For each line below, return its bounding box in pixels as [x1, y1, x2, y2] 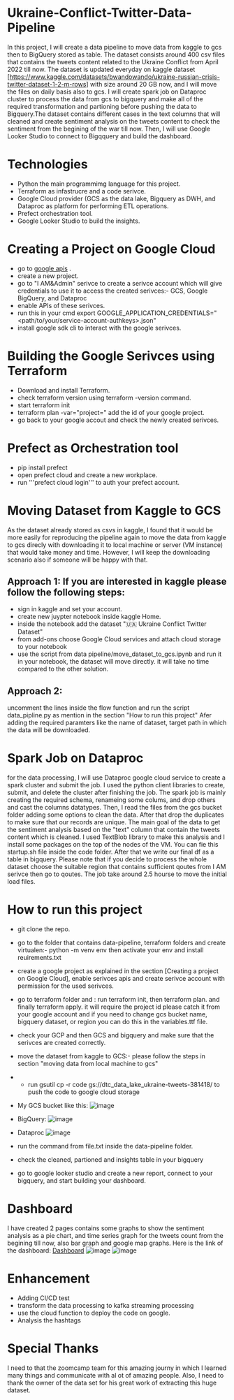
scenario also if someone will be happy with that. [7, 555, 148, 564]
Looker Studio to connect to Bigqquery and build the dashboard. [7, 131, 193, 140]
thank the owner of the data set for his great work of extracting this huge [7, 1378, 217, 1387]
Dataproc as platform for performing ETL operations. [17, 201, 169, 210]
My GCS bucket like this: [17, 1102, 89, 1110]
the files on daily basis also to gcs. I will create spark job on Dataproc [7, 87, 207, 96]
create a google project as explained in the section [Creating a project [17, 967, 219, 975]
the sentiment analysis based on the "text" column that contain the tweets [7, 826, 221, 834]
